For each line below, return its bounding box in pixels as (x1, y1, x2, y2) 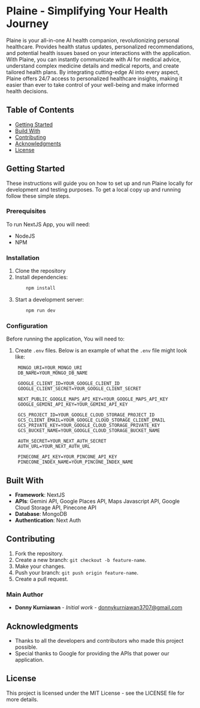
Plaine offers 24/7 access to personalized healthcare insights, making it (6, 75, 183, 82)
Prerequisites (6, 207, 46, 215)
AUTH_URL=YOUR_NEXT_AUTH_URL (17, 443, 91, 449)
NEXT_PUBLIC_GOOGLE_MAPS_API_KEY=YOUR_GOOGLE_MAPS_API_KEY (17, 396, 168, 402)
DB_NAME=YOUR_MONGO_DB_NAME (17, 370, 88, 376)
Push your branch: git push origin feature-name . (14, 569, 139, 576)
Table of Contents (6, 105, 75, 115)
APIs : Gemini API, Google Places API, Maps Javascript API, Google (14, 498, 180, 505)
